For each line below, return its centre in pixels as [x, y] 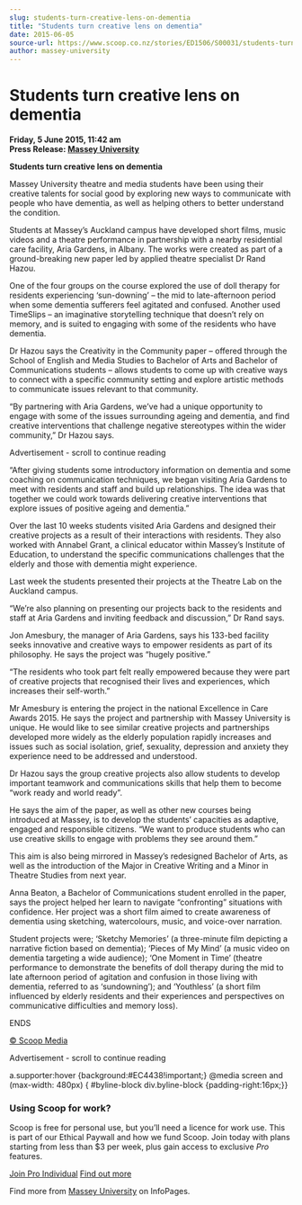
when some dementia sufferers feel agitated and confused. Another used [145, 305]
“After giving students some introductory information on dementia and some [150, 470]
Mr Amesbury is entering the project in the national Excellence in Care [139, 709]
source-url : [31, 43]
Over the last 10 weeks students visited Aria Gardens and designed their [143, 526]
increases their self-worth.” [60, 691]
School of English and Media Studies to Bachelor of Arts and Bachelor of [144, 361]
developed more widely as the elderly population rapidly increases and [141, 737]
